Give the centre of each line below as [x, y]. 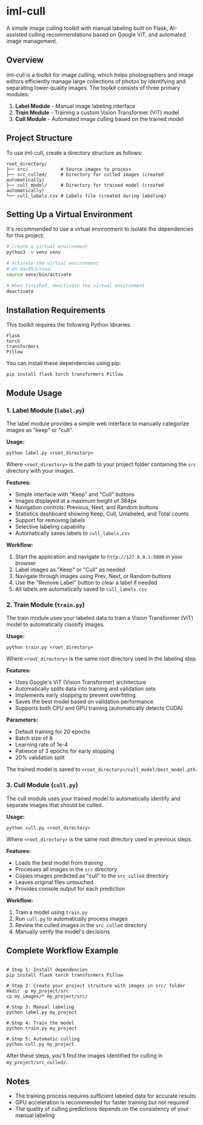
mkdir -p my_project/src [38, 991]
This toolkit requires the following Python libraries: [69, 325]
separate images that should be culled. [55, 805]
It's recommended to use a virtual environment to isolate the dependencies [100, 229]
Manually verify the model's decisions [62, 932]
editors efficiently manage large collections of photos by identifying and [96, 81]
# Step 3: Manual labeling [40, 1007]
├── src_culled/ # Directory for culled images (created [85, 175]
